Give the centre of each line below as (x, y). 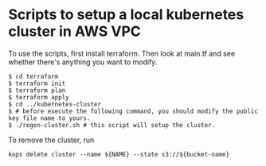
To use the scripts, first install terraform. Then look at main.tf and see (122, 53)
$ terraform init (37, 83)
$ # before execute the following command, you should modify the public (133, 111)
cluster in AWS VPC (75, 31)
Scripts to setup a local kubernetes (126, 15)
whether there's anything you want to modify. (83, 62)
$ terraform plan (37, 90)
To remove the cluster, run (51, 140)
